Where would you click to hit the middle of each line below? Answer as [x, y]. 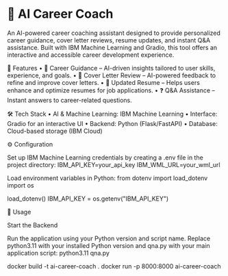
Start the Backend [33, 225]
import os [21, 185]
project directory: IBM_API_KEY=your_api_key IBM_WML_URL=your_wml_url [114, 164]
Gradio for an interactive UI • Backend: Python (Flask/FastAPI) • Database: [112, 123]
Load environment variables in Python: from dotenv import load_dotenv [107, 178]
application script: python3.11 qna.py [58, 253]
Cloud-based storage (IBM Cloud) [55, 131]
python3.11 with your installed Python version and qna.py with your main [109, 245]
